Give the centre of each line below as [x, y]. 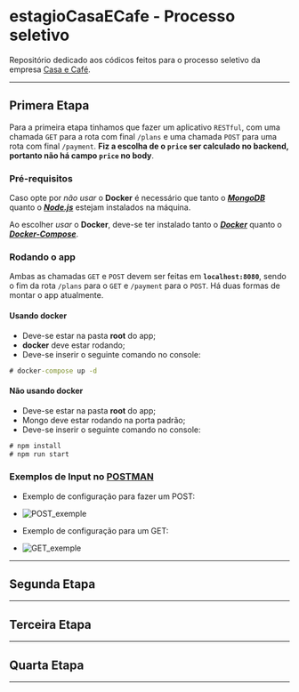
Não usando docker [46, 391]
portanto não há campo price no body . [81, 155]
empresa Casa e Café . [50, 69]
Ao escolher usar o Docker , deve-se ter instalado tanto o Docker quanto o [145, 225]
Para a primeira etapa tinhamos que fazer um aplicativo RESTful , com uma [145, 127]
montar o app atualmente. [57, 295]
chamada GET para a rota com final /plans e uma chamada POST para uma [143, 136]
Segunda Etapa [53, 584]
